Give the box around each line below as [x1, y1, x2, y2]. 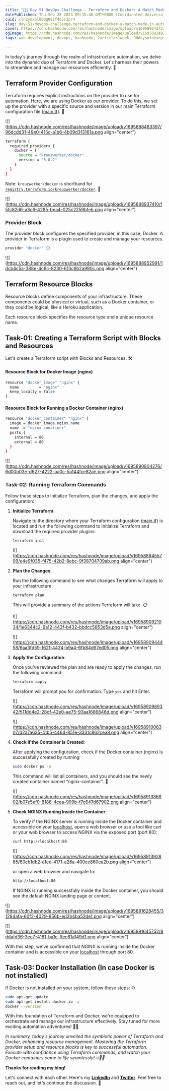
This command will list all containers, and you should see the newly [12, 773, 152, 779]
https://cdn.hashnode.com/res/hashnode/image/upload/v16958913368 [14, 794, 162, 800]
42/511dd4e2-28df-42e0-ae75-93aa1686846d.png [12, 709, 119, 715]
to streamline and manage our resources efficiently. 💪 [5, 64, 117, 71]
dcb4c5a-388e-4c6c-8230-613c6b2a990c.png [5, 265, 105, 271]
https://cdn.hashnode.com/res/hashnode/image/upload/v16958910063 [14, 724, 162, 730]
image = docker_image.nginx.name [10, 421, 80, 426]
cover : [5, 26, 19, 31]
